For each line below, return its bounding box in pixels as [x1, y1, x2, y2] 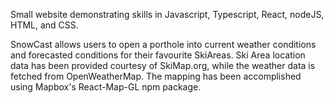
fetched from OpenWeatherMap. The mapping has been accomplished [10, 70, 302, 82]
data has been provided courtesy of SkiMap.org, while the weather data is [10, 60, 316, 71]
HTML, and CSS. [10, 19, 79, 31]
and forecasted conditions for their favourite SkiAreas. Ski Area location [10, 49, 306, 61]
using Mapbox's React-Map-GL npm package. [10, 81, 202, 93]
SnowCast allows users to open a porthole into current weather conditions [10, 39, 317, 50]
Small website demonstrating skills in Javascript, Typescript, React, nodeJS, [10, 9, 325, 20]
